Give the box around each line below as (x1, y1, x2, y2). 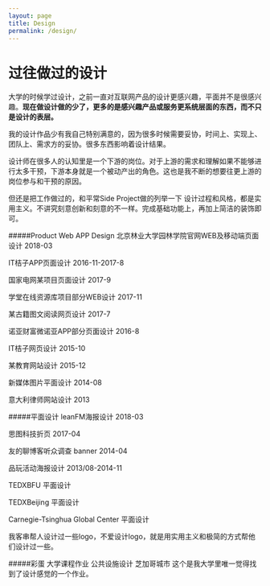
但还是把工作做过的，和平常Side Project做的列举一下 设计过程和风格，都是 (8, 194, 255, 204)
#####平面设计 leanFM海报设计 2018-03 (8, 412, 144, 422)
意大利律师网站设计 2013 (8, 395, 90, 405)
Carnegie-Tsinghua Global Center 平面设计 (8, 514, 150, 524)
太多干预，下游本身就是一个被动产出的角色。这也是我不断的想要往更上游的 (14, 167, 262, 176)
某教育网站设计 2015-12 (8, 361, 86, 370)
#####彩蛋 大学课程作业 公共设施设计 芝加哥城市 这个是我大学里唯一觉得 (8, 559, 251, 568)
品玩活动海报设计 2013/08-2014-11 (8, 464, 123, 473)
